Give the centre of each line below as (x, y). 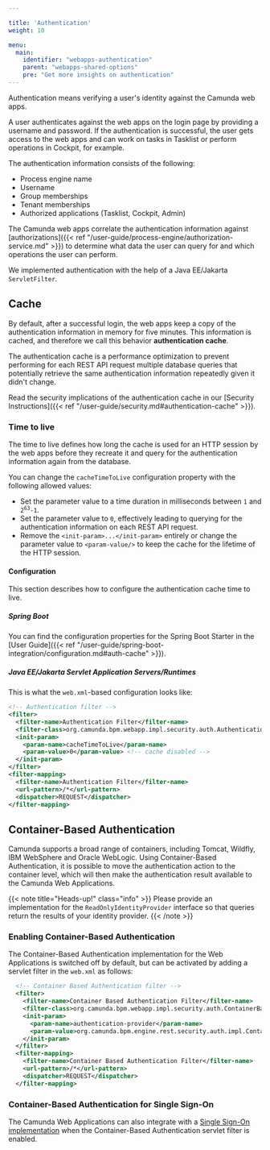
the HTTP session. (51, 552)
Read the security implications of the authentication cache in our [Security (131, 397)
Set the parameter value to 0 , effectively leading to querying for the (131, 518)
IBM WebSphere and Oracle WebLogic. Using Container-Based (112, 857)
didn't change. (32, 382)
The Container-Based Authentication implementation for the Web (116, 954)
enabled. (23, 1139)
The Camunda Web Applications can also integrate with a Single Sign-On (129, 1122)
